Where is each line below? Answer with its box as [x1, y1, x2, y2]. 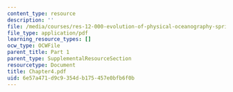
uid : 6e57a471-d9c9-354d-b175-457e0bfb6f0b [7, 74, 135, 82]
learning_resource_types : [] [7, 36, 92, 43]
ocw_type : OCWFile [7, 42, 60, 49]
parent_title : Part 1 [7, 49, 70, 56]
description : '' [7, 17, 54, 24]
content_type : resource [7, 10, 76, 17]
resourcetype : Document [7, 62, 76, 68]
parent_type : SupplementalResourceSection [7, 55, 132, 62]
